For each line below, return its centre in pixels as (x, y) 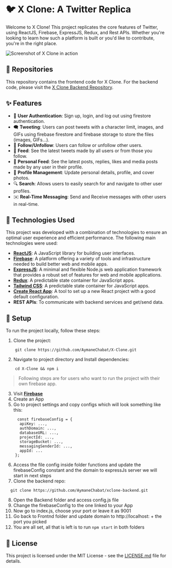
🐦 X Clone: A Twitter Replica (68, 9)
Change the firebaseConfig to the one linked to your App (73, 506)
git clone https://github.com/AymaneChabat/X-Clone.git (76, 350)
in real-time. (26, 204)
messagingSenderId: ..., (46, 446)
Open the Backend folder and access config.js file (66, 500)
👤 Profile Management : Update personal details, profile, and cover (84, 172)
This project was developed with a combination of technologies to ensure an (87, 233)
